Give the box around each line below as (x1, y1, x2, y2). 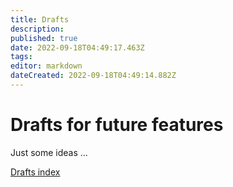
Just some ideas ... (10, 146, 88, 158)
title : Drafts (10, 14, 70, 25)
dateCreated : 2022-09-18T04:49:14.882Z (10, 71, 177, 81)
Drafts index (10, 166, 61, 178)
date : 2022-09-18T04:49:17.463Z (10, 42, 145, 53)
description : (10, 24, 65, 34)
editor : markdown (10, 61, 83, 71)
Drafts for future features (10, 114, 224, 136)
